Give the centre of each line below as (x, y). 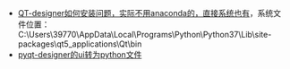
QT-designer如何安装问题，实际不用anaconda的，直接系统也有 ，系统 (145, 13)
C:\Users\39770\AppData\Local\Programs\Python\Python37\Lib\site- (145, 34)
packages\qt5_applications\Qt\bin (80, 44)
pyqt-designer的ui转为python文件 (80, 55)
